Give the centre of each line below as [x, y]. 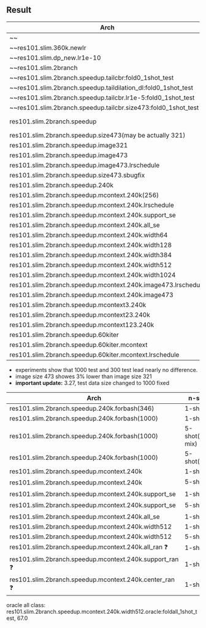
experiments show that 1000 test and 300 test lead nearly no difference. [106, 370]
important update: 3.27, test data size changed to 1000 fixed [92, 382]
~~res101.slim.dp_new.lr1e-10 [55, 58]
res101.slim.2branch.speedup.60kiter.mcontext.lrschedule [94, 354]
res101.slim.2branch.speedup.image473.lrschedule [85, 165]
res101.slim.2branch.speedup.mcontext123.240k [82, 325]
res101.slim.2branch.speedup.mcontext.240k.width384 [91, 255]
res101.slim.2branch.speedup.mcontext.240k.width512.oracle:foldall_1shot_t [102, 611]
